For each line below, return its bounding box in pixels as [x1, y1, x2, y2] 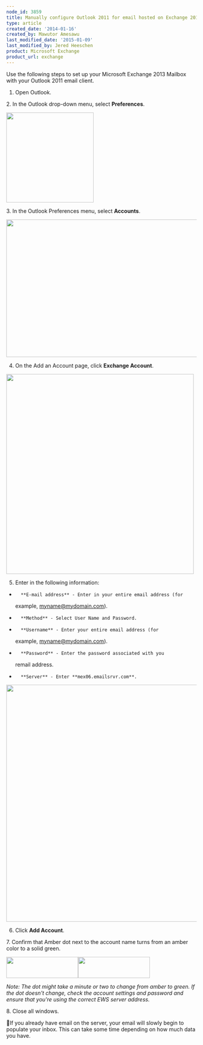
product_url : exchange [6, 54, 63, 60]
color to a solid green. [6, 945, 61, 952]
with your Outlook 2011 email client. [6, 77, 95, 84]
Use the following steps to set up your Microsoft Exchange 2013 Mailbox [6, 70, 187, 77]
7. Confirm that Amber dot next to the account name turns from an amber [6, 938, 188, 945]
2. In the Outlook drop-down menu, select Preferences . [6, 100, 145, 108]
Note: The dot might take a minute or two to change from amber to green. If [6, 983, 195, 990]
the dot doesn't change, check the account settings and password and [6, 989, 184, 997]
